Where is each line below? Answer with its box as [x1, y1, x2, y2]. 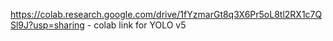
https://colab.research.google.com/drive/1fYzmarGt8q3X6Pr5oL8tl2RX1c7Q [10, 9, 323, 20]
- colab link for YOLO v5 [86, 19, 187, 31]
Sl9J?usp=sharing [10, 19, 85, 31]
